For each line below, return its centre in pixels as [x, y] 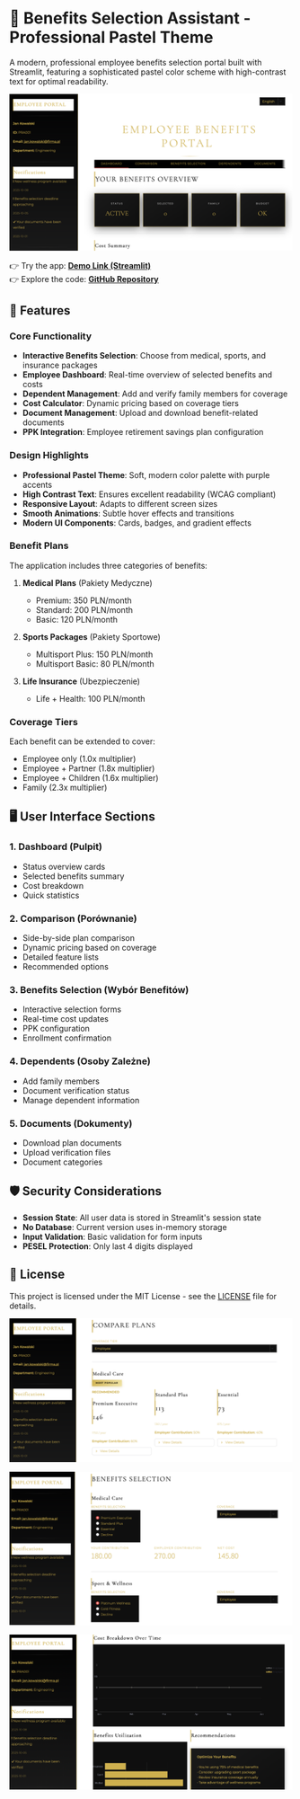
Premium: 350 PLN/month [84, 600]
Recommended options [66, 967]
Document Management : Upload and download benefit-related [140, 413]
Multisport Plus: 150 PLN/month [94, 654]
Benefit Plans [39, 545]
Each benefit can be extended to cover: [82, 741]
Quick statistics [51, 895]
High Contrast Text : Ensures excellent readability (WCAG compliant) [149, 494]
